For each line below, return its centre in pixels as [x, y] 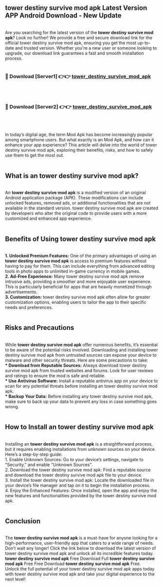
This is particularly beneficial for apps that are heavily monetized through [78, 287]
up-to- [144, 43]
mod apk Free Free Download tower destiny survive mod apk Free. [73, 564]
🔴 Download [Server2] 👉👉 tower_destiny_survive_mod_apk [79, 107]
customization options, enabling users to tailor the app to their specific [76, 302]
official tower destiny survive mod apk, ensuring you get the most [71, 43]
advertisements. [21, 292]
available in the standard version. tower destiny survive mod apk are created [82, 208]
